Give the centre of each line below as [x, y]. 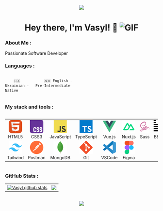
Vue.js [109, 136]
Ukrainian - [17, 86]
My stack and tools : [29, 107]
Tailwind [16, 158]
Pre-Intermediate [53, 86]
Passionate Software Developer [36, 53]
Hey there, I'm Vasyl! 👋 [71, 28]
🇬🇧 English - [58, 81]
